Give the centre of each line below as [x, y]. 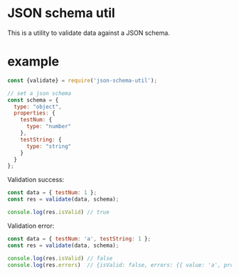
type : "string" [49, 146]
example [33, 62]
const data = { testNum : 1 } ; [52, 193]
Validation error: [31, 225]
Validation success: [36, 180]
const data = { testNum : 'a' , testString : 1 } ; [79, 239]
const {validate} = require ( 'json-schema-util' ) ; [83, 80]
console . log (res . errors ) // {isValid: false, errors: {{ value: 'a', [114, 265]
